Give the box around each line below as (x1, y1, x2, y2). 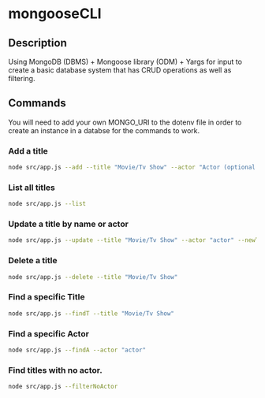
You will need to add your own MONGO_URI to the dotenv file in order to (8, 117, 242, 127)
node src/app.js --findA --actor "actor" (8, 346, 147, 354)
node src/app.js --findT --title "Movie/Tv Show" (8, 309, 175, 318)
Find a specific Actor (8, 328, 89, 339)
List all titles (8, 182, 55, 193)
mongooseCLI (8, 5, 102, 23)
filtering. (8, 74, 35, 83)
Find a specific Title (8, 292, 85, 303)
